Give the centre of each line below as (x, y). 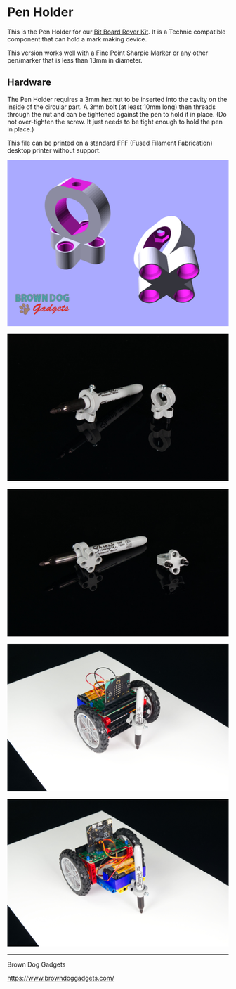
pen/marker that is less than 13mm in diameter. (75, 60)
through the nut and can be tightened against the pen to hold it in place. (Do (117, 114)
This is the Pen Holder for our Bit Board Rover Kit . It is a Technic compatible (117, 32)
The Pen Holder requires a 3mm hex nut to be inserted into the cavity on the (117, 99)
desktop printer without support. (54, 150)
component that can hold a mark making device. (77, 39)
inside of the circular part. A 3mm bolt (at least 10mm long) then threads (112, 107)
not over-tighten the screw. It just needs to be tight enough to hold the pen (115, 122)
